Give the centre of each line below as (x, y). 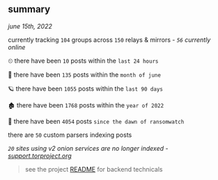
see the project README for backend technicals (94, 169)
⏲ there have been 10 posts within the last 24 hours (83, 61)
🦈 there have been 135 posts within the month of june (84, 75)
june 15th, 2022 (30, 26)
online (17, 47)
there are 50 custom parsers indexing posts (70, 135)
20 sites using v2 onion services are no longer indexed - (88, 148)
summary (29, 9)
